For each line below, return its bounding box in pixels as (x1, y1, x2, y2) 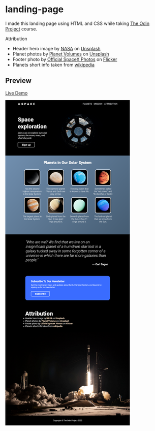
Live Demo (5, 90, 28, 96)
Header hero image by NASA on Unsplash (12, 45, 101, 51)
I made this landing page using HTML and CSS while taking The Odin (5, 20, 150, 26)
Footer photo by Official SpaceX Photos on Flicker (12, 56, 117, 62)
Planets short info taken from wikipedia (12, 61, 95, 68)
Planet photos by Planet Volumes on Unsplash (12, 51, 109, 57)
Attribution (5, 36, 27, 42)
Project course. (5, 25, 37, 32)
